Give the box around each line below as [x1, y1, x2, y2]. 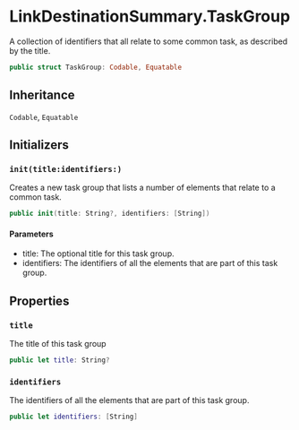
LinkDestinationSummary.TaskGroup [9, 6, 291, 27]
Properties [9, 293, 70, 308]
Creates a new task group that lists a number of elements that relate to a [9, 182, 276, 193]
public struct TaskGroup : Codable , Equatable [9, 63, 182, 72]
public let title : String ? [9, 356, 110, 365]
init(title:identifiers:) [9, 164, 123, 174]
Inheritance [9, 88, 75, 103]
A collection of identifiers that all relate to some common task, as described [9, 36, 288, 47]
